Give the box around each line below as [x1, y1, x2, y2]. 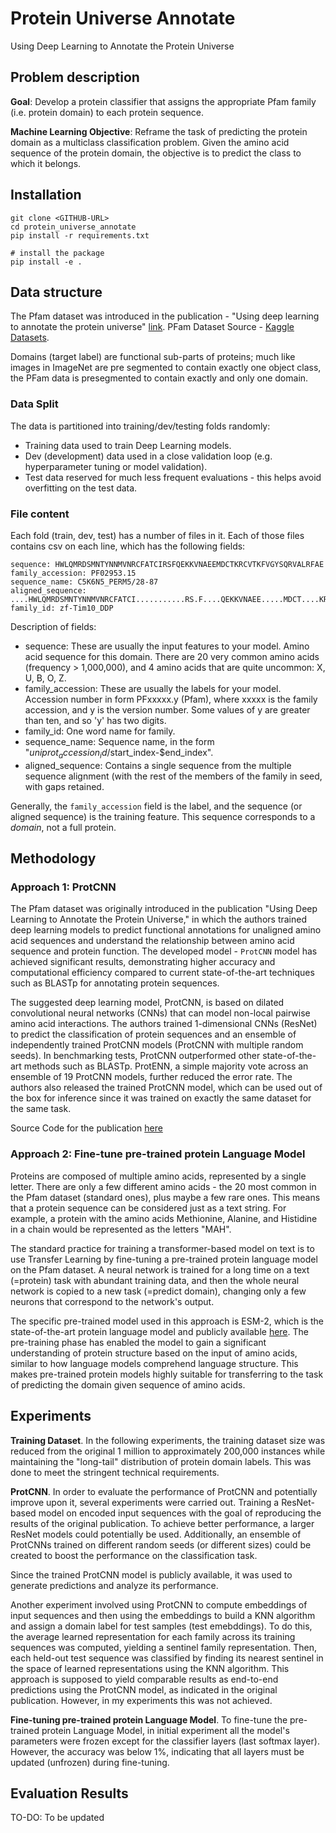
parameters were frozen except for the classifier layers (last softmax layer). [10, 1735, 320, 1747]
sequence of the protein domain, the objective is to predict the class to [10, 147, 302, 159]
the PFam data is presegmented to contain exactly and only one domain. [10, 372, 309, 384]
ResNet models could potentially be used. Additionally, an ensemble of [10, 1528, 302, 1540]
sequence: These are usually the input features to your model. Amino [24, 640, 310, 652]
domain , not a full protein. [10, 821, 117, 833]
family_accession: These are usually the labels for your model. [24, 682, 282, 694]
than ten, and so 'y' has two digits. [24, 714, 167, 726]
